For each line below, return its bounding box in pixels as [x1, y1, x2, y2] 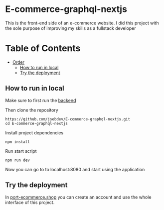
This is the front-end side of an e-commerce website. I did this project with [5, 20, 159, 26]
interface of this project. [5, 199, 55, 205]
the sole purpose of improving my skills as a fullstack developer [5, 25, 136, 31]
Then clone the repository [5, 107, 58, 113]
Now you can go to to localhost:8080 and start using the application [5, 166, 145, 172]
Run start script [5, 148, 37, 154]
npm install [5, 139, 30, 144]
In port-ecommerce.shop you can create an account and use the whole [5, 194, 152, 200]
